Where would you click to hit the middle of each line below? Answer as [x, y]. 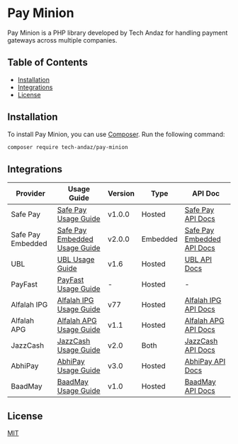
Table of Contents [48, 63]
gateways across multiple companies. [62, 40]
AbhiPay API [205, 362]
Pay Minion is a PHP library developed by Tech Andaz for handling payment [118, 33]
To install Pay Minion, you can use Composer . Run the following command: [116, 134]
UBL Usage [76, 260]
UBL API [198, 260]
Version [121, 194]
